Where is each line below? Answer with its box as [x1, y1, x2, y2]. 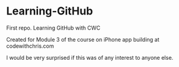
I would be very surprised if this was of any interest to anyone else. [6, 54, 174, 61]
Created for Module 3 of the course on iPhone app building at [6, 36, 160, 43]
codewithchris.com [6, 42, 54, 49]
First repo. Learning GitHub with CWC [6, 24, 101, 31]
